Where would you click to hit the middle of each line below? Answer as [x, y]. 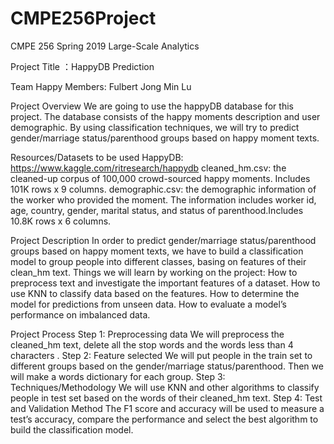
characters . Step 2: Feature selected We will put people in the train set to [161, 355]
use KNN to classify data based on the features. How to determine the [155, 293]
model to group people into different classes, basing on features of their [158, 261]
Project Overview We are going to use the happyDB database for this [152, 106]
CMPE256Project [83, 18]
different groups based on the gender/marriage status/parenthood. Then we [167, 366]
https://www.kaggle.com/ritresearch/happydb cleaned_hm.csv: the [148, 168]
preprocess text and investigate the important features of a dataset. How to [165, 283]
